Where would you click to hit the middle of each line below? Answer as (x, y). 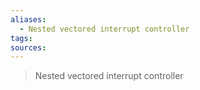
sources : (28, 47)
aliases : (28, 19)
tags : (21, 38)
